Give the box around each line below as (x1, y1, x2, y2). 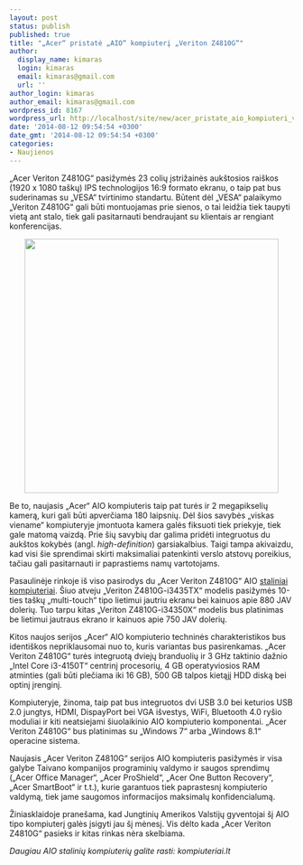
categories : (9, 139, 54, 148)
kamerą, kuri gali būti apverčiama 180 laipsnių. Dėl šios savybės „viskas (9, 510, 275, 521)
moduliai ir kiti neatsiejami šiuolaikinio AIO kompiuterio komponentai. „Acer (9, 716, 287, 727)
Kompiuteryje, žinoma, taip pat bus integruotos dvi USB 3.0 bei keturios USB (9, 697, 293, 708)
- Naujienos (9, 147, 54, 156)
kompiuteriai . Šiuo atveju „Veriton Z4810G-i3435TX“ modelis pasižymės (9, 585, 277, 596)
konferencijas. (9, 221, 62, 231)
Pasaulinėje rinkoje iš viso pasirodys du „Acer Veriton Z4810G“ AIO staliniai (9, 575, 289, 586)
